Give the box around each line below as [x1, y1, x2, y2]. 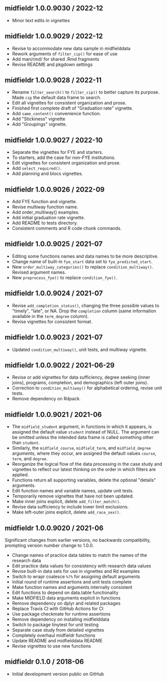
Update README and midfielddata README [12, 637, 103, 643]
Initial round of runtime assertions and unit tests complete [12, 578, 132, 585]
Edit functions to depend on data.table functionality [12, 589, 119, 595]
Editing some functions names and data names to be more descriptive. [12, 253, 159, 259]
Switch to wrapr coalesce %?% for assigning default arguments [12, 573, 140, 579]
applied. [12, 472, 29, 478]
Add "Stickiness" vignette [12, 116, 66, 122]
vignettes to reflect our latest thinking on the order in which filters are [12, 466, 156, 472]
